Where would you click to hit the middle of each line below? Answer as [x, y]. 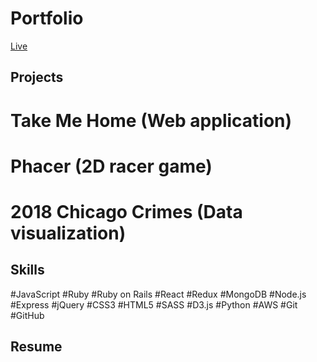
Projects [37, 77]
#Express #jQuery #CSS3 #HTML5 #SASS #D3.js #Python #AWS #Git [154, 304]
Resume [36, 347]
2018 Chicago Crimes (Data [126, 211]
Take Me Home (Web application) [151, 120]
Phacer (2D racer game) [111, 166]
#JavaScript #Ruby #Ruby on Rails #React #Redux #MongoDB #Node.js [158, 294]
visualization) [68, 233]
